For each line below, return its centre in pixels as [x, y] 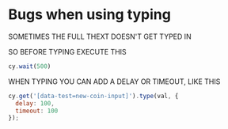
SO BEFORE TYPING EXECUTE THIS [67, 51]
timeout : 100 [37, 111]
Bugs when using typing [90, 15]
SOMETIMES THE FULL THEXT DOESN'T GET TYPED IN [100, 36]
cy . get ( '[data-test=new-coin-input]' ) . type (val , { [93, 96]
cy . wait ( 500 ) [30, 66]
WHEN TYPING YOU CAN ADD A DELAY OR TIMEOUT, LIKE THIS [114, 82]
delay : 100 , [35, 103]
